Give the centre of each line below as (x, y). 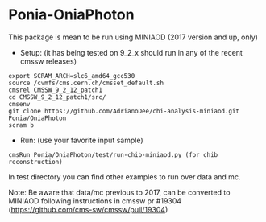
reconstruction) (35, 162)
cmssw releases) (48, 61)
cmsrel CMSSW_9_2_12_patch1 (56, 90)
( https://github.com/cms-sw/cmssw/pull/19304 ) (88, 209)
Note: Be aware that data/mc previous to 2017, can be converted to (119, 192)
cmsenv (19, 104)
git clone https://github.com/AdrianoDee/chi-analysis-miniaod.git (124, 111)
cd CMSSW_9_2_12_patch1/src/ (57, 97)
